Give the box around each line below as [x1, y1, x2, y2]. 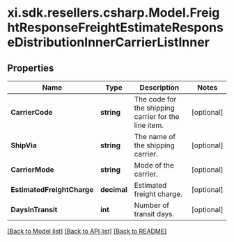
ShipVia [10, 140, 37, 150]
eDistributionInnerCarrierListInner [7, 35, 210, 50]
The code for [134, 95, 177, 104]
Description [139, 83, 180, 92]
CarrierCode [10, 108, 53, 117]
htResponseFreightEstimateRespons [7, 19, 224, 35]
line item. [134, 120, 164, 130]
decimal [100, 185, 127, 194]
